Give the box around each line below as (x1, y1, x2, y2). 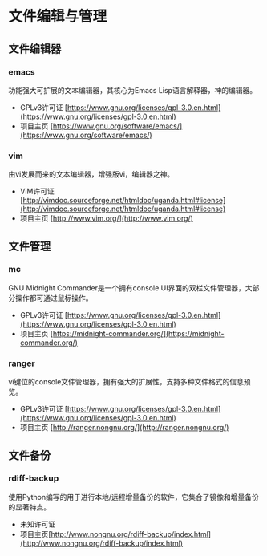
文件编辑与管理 (8, 7, 107, 26)
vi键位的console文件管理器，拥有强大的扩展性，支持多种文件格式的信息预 (8, 377, 251, 387)
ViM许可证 (19, 186, 55, 197)
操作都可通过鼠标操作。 (14, 293, 93, 302)
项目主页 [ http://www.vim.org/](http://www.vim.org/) (19, 213, 194, 223)
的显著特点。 (8, 502, 51, 512)
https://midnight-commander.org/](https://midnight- (52, 328, 225, 338)
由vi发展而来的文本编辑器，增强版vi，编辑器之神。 (8, 169, 175, 179)
